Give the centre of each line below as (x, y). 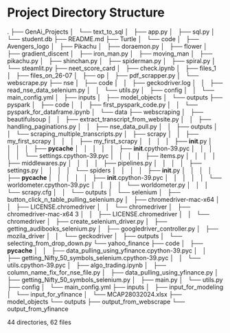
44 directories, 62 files (39, 322)
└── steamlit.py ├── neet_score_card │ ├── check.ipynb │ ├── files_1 (112, 68)
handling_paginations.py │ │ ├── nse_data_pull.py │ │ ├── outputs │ (113, 126)
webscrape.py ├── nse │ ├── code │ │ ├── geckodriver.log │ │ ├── (115, 82)
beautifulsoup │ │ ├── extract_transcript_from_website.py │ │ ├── (109, 119)
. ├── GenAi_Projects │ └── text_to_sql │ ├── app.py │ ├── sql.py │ (111, 32)
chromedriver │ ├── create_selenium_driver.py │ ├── (87, 221)
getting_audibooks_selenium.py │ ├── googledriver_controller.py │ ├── (113, 229)
